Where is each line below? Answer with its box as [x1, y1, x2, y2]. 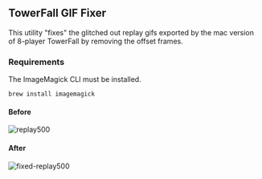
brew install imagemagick [8, 90, 95, 99]
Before [8, 107, 32, 116]
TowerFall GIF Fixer [8, 6, 107, 20]
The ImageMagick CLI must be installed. [8, 75, 142, 84]
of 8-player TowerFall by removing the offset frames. [8, 36, 183, 46]
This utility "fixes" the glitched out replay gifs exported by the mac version [8, 27, 255, 37]
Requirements [8, 56, 65, 67]
